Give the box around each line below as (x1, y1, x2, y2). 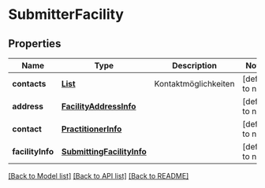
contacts (12, 79, 47, 89)
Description (172, 61, 217, 71)
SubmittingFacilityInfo (61, 146, 147, 157)
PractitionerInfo (61, 123, 122, 135)
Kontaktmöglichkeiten (154, 79, 235, 89)
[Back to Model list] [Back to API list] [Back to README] (8, 171, 189, 180)
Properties (8, 37, 62, 50)
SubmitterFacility (8, 6, 125, 24)
